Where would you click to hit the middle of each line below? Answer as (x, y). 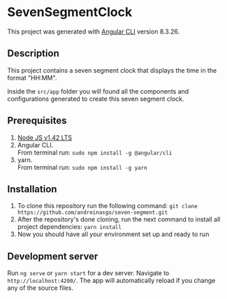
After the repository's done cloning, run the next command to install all (119, 219)
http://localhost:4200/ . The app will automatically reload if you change (111, 281)
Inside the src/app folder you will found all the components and (98, 91)
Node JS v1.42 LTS (45, 138)
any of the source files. (40, 288)
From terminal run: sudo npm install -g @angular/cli (95, 152)
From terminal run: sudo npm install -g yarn (82, 167)
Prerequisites (37, 121)
